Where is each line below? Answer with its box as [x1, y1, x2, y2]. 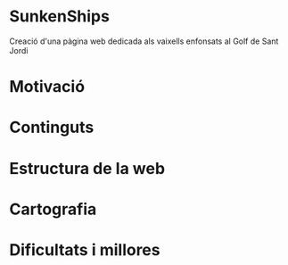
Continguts [9, 118, 95, 137]
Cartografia [9, 199, 97, 219]
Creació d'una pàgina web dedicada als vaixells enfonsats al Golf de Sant [9, 36, 279, 46]
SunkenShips [9, 6, 110, 27]
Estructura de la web [9, 158, 166, 178]
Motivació [9, 77, 86, 97]
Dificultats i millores [9, 239, 160, 260]
